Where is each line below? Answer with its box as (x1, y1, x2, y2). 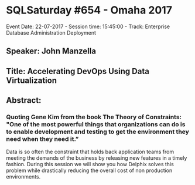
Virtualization (6, 75, 57, 85)
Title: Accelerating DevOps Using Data (6, 66, 149, 76)
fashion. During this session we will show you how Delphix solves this (6, 161, 174, 168)
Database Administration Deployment (6, 29, 97, 36)
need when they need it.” (6, 135, 79, 143)
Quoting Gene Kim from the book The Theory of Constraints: (6, 113, 182, 121)
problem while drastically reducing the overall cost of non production (6, 167, 173, 174)
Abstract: (6, 95, 42, 106)
